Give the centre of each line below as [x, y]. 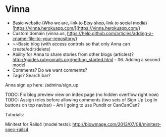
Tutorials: [15, 114]
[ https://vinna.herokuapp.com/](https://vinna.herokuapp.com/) [76, 28]
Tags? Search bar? [31, 75]
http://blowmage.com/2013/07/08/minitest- [117, 124]
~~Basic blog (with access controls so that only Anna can [71, 44]
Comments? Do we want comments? [50, 70]
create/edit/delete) [31, 49]
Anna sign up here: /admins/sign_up [42, 85]
